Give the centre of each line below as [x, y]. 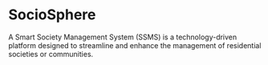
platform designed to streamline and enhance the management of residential [135, 45]
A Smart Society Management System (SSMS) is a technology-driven [123, 37]
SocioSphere [52, 15]
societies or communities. [51, 54]
